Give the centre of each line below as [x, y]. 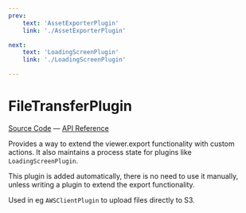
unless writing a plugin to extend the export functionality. [102, 184]
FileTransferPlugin [70, 106]
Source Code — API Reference [59, 128]
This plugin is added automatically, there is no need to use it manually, [123, 176]
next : [17, 45]
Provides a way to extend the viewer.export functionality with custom [121, 144]
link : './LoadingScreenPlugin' [74, 60]
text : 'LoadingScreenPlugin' [71, 53]
